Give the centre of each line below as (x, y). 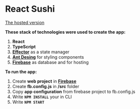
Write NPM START (28, 102)
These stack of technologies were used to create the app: (65, 32)
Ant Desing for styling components (48, 57)
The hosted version (25, 22)
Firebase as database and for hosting (50, 62)
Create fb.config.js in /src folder (46, 86)
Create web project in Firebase (44, 81)
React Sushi (30, 9)
